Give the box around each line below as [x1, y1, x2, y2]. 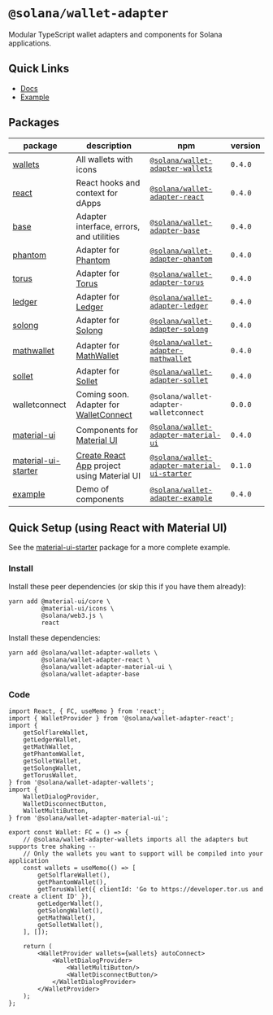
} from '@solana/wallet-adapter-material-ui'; [8, 814, 169, 822]
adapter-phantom [149, 254, 213, 264]
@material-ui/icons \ [41, 604, 115, 612]
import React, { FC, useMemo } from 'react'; [8, 707, 165, 715]
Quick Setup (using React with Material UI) [8, 521, 227, 535]
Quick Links [8, 62, 70, 76]
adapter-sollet [149, 375, 209, 384]
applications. [8, 38, 51, 48]
